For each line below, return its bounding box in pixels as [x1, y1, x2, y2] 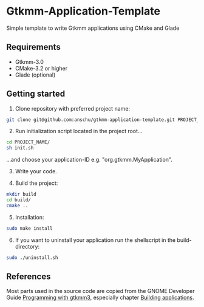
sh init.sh [6, 145, 34, 151]
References [6, 271, 51, 281]
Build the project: [15, 179, 58, 187]
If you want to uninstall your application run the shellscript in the [15, 236, 176, 244]
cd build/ [6, 197, 32, 203]
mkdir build [6, 191, 36, 198]
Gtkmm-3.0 [15, 58, 44, 65]
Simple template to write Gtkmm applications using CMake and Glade [6, 24, 180, 32]
